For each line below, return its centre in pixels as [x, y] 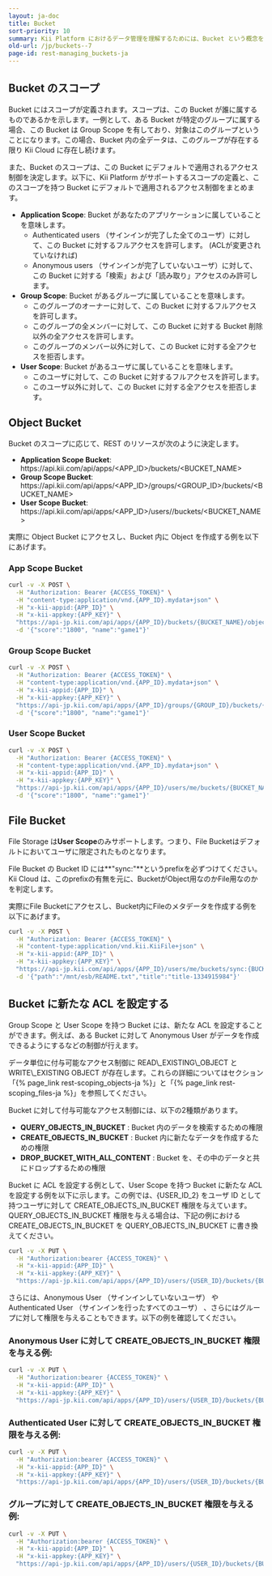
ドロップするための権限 [66, 1168]
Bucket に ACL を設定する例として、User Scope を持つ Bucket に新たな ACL [136, 1185]
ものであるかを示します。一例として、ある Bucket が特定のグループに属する [134, 119]
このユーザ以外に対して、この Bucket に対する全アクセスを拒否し [141, 386]
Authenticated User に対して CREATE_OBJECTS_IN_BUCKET [130, 1422]
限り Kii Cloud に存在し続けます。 [64, 150]
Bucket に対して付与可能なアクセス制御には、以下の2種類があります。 [125, 1110]
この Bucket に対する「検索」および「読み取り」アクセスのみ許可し [145, 275]
